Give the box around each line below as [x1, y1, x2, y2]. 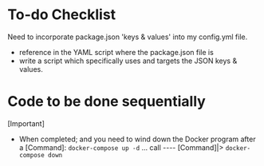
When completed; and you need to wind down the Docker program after [18, 134, 256, 144]
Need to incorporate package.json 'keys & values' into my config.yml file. [7, 32, 248, 41]
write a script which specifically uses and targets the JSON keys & [18, 56, 238, 65]
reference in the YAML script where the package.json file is [18, 47, 215, 57]
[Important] [7, 118, 45, 128]
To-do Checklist [7, 6, 116, 24]
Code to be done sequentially [7, 93, 207, 111]
